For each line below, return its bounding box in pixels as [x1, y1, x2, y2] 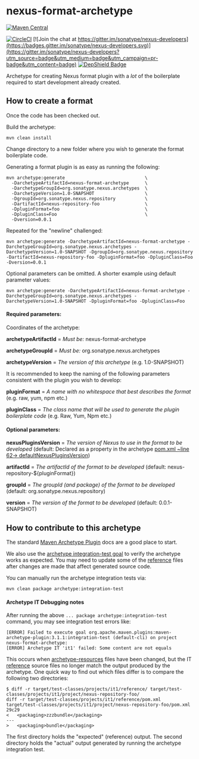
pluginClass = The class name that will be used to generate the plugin [6, 405, 180, 413]
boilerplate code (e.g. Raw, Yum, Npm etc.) [6, 412, 112, 419]
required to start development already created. [6, 79, 121, 86]
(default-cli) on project [113, 635, 178, 641]
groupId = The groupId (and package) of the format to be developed [6, 481, 175, 488]
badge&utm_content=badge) [6, 61, 77, 68]
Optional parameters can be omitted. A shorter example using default [6, 269, 176, 277]
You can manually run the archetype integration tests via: [6, 574, 147, 581]
